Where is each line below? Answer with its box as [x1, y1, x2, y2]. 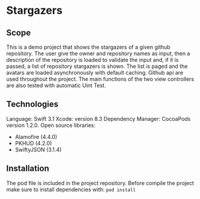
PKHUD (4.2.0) [14, 139, 52, 147]
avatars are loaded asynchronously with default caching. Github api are [6, 69, 184, 76]
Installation [6, 164, 49, 174]
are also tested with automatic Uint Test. [6, 82, 107, 89]
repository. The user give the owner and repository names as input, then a [6, 50, 190, 57]
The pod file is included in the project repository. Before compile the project [6, 179, 195, 186]
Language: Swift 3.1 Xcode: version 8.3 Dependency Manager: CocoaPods [6, 115, 191, 122]
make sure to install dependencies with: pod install [6, 186, 136, 193]
